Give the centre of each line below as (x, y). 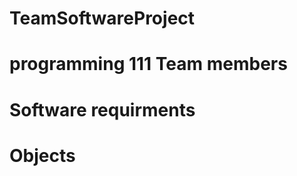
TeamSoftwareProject (102, 18)
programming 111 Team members (148, 64)
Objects (42, 155)
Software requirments (102, 109)
